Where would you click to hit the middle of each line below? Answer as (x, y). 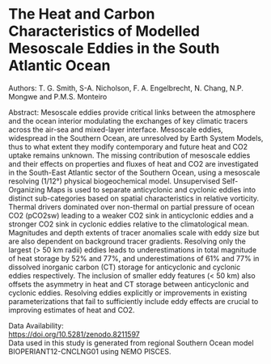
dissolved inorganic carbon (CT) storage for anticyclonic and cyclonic (125, 267)
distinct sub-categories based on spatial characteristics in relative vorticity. (134, 198)
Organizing (27, 189)
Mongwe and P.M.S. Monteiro (58, 96)
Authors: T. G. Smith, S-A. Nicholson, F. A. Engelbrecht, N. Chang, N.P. (126, 88)
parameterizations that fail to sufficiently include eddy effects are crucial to (133, 301)
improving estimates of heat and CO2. (72, 310)
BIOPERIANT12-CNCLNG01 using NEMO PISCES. (90, 351)
